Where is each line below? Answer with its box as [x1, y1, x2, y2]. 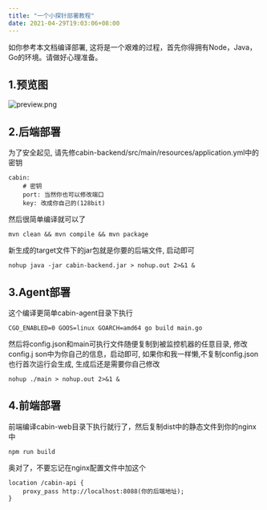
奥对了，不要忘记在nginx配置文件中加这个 [8, 463, 147, 472]
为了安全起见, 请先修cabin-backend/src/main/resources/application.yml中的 [8, 148, 259, 157]
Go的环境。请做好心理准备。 [8, 52, 103, 62]
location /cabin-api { [8, 479, 84, 487]
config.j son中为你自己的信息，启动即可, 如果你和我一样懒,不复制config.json [8, 349, 259, 358]
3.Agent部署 [8, 285, 71, 299]
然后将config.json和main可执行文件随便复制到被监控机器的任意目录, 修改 [8, 338, 249, 349]
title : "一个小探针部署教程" [8, 11, 95, 20]
